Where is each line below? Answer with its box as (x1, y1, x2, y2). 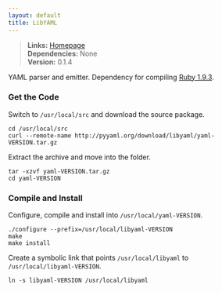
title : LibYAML (8, 19, 58, 27)
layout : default (8, 11, 61, 20)
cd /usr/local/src (8, 125, 68, 133)
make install (8, 239, 51, 247)
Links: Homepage (27, 40, 86, 49)
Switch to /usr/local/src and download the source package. (8, 109, 205, 119)
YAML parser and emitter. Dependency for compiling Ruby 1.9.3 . (8, 72, 215, 82)
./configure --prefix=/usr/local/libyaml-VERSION (8, 225, 174, 234)
